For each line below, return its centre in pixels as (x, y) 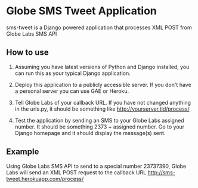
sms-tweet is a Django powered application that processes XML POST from (99, 27)
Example (23, 152)
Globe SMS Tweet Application (81, 11)
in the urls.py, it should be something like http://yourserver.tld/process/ (102, 109)
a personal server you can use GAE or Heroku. (72, 91)
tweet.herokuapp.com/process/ (45, 178)
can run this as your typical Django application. (73, 73)
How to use (27, 53)
